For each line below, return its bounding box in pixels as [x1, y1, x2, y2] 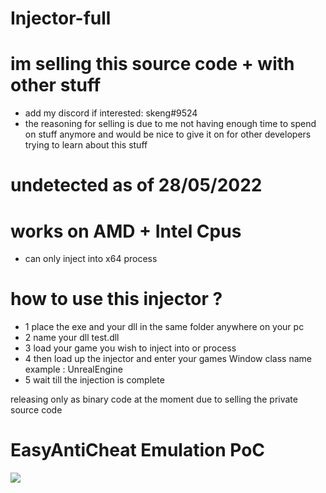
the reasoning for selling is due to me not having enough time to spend [24, 118, 317, 130]
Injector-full [10, 7, 112, 30]
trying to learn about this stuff [24, 139, 148, 151]
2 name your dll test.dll [24, 332, 120, 344]
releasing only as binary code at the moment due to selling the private [10, 393, 298, 406]
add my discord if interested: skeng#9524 [24, 107, 198, 119]
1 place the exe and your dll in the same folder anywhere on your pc [24, 321, 305, 333]
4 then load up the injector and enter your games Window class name [24, 353, 312, 365]
